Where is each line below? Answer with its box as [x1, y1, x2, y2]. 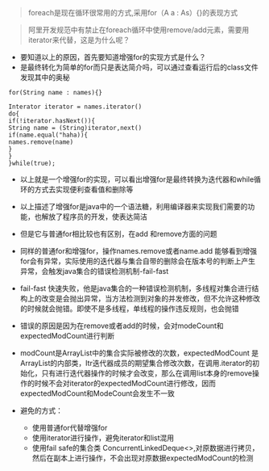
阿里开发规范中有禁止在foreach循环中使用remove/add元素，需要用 [27, 25, 250, 35]
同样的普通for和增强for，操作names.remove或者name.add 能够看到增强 [19, 246, 258, 255]
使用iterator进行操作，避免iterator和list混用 [31, 433, 175, 443]
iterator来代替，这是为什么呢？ [27, 36, 130, 44]
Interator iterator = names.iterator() [8, 103, 143, 111]
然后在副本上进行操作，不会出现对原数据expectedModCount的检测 [31, 453, 254, 463]
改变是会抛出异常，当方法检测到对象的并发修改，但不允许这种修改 [41, 294, 260, 303]
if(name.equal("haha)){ [8, 131, 89, 139]
